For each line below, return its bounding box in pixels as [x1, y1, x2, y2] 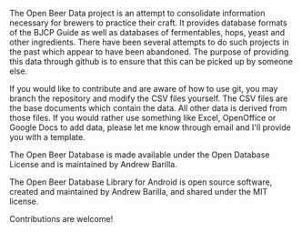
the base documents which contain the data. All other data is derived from [9, 103, 287, 113]
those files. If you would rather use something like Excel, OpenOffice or [9, 113, 277, 123]
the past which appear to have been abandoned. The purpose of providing [9, 46, 289, 57]
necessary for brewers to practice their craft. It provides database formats [9, 17, 288, 28]
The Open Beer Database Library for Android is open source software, [9, 177, 273, 187]
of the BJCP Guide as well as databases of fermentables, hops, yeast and [9, 27, 285, 37]
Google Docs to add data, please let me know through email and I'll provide [9, 122, 291, 133]
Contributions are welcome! [9, 214, 114, 224]
